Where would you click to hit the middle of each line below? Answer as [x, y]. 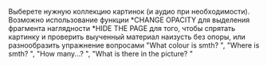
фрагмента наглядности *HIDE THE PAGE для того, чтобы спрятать [122, 28]
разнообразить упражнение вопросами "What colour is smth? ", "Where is [134, 45]
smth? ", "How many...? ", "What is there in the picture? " [101, 54]
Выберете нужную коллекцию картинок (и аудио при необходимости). [129, 12]
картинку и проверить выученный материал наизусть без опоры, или [127, 37]
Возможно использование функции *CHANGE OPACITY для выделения [129, 20]
